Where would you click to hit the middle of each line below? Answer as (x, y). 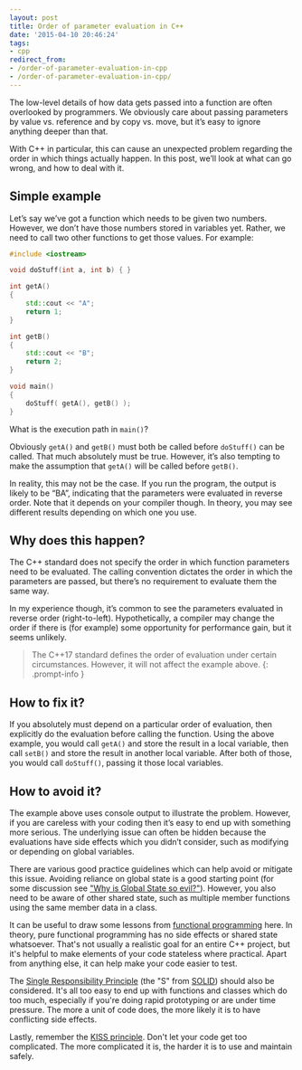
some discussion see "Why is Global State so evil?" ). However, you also (143, 888)
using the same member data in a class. (84, 907)
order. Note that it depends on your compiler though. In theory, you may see (151, 502)
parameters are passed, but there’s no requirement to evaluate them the (143, 582)
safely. (22, 1056)
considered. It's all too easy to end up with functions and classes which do (148, 990)
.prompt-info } (58, 674)
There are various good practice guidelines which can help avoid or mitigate (151, 869)
